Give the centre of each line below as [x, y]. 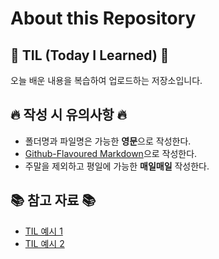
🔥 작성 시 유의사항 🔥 [68, 115]
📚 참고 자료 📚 [53, 200]
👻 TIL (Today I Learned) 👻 [90, 55]
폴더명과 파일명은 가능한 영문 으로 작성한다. [108, 141]
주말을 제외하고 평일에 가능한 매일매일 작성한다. [117, 166]
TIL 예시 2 [44, 243]
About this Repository [103, 18]
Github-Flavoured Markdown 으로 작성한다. [111, 153]
